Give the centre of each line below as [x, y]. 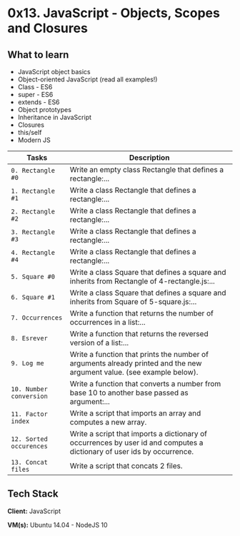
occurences [29, 446]
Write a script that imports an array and [135, 413]
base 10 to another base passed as [129, 393]
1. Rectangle [33, 191]
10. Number [29, 389]
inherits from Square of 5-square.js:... [133, 302]
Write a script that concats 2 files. [126, 466]
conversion [29, 396]
